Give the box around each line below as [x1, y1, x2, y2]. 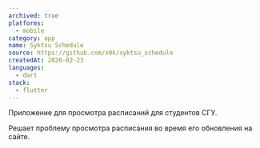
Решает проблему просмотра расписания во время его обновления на [8, 123, 253, 133]
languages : [8, 64, 45, 72]
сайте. [8, 132, 30, 142]
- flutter [15, 86, 48, 94]
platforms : [8, 19, 45, 27]
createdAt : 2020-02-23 [8, 57, 84, 65]
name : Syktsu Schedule [8, 42, 84, 50]
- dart [15, 71, 38, 79]
